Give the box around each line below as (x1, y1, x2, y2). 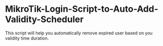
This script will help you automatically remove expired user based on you (5, 30, 153, 36)
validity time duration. (5, 35, 49, 41)
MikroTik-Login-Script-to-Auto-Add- (5, 3, 159, 15)
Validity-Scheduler (5, 14, 84, 25)
